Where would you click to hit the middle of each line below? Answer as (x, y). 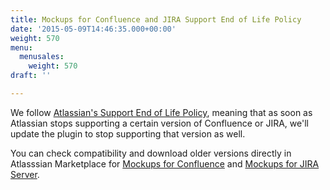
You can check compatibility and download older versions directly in (151, 153)
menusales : (42, 57)
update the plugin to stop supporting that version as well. (128, 133)
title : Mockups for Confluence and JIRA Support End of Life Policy (156, 19)
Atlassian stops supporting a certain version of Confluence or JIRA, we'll (159, 123)
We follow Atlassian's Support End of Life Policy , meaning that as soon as (161, 112)
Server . (25, 174)
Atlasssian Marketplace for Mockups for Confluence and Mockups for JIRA (165, 163)
